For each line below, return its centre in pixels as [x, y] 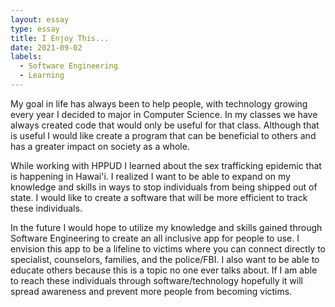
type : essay [35, 29]
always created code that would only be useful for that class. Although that [165, 125]
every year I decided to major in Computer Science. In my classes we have [164, 114]
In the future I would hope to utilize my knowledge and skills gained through [166, 227]
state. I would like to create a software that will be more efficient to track [159, 197]
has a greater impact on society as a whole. [100, 146]
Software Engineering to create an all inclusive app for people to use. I [155, 238]
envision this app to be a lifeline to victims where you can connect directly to [168, 248]
